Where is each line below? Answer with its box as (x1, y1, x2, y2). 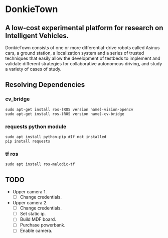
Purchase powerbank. (20, 222, 66, 228)
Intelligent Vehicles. (5, 31, 69, 40)
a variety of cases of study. (5, 66, 62, 72)
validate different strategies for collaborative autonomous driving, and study (5, 61, 162, 66)
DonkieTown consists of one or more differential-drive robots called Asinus (5, 45, 160, 51)
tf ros (5, 150, 19, 157)
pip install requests (5, 139, 51, 144)
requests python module (5, 123, 67, 130)
